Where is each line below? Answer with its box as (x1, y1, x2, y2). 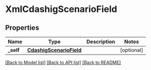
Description (86, 38, 115, 45)
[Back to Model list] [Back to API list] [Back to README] (5, 59, 121, 65)
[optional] (120, 46, 143, 53)
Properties (5, 23, 39, 32)
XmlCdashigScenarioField (5, 3, 118, 15)
